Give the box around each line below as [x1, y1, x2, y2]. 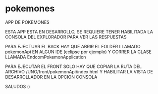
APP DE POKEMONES [5, 19, 50, 25]
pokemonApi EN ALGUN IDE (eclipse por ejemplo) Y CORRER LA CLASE [5, 49, 152, 55]
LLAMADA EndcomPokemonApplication [5, 54, 86, 60]
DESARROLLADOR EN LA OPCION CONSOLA [5, 74, 98, 80]
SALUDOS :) [5, 83, 30, 89]
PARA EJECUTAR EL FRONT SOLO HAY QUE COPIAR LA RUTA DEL [5, 63, 142, 69]
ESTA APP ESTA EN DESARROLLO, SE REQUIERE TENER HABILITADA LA [5, 29, 154, 34]
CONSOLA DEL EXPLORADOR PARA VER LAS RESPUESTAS [5, 34, 127, 40]
